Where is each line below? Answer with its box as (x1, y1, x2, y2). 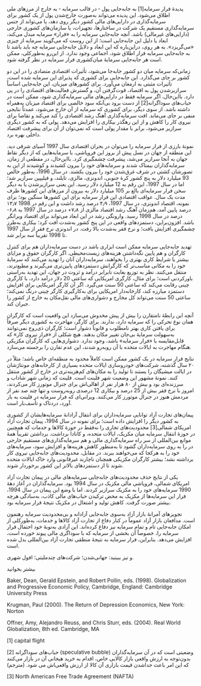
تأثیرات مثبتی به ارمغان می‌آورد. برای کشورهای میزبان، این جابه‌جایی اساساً (7, 80, 172, 87)
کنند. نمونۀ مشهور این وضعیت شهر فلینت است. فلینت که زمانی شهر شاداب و (7, 374, 178, 381)
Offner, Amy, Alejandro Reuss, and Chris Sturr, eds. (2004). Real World (7, 619, 181, 626)
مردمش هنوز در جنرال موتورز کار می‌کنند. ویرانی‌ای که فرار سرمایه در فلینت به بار (7, 393, 189, 400)
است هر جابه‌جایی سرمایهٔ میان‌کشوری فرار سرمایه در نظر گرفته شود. (7, 56, 163, 63)
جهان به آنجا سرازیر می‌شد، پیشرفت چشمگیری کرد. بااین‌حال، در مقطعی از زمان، (7, 155, 188, 162)
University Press (7, 590, 47, 596)
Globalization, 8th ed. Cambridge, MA (7, 626, 100, 632)
